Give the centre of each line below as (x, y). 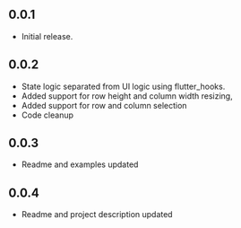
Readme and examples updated (80, 164)
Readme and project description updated (97, 215)
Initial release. (47, 36)
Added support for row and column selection (104, 105)
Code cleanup (47, 115)
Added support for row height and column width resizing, (127, 96)
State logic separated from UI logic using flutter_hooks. (123, 86)
